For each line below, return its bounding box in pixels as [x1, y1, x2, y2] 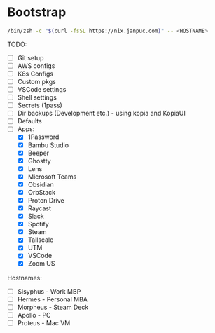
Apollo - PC [17, 311, 51, 319]
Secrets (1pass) [17, 101, 63, 109]
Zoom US [27, 259, 55, 268]
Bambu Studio [27, 141, 69, 149]
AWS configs [17, 61, 55, 70]
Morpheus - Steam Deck [17, 303, 89, 311]
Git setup [17, 53, 44, 62]
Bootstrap [7, 4, 67, 20]
